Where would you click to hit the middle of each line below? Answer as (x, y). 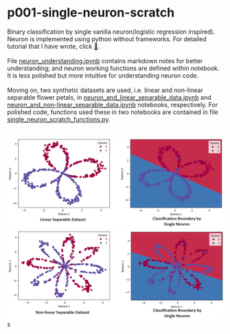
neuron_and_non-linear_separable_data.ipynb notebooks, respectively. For (113, 104)
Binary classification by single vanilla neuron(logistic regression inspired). (111, 32)
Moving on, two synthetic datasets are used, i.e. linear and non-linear (105, 90)
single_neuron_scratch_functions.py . (59, 119)
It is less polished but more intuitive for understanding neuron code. (103, 75)
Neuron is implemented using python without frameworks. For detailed (107, 38)
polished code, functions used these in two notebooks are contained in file (113, 112)
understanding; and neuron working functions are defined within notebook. (113, 68)
